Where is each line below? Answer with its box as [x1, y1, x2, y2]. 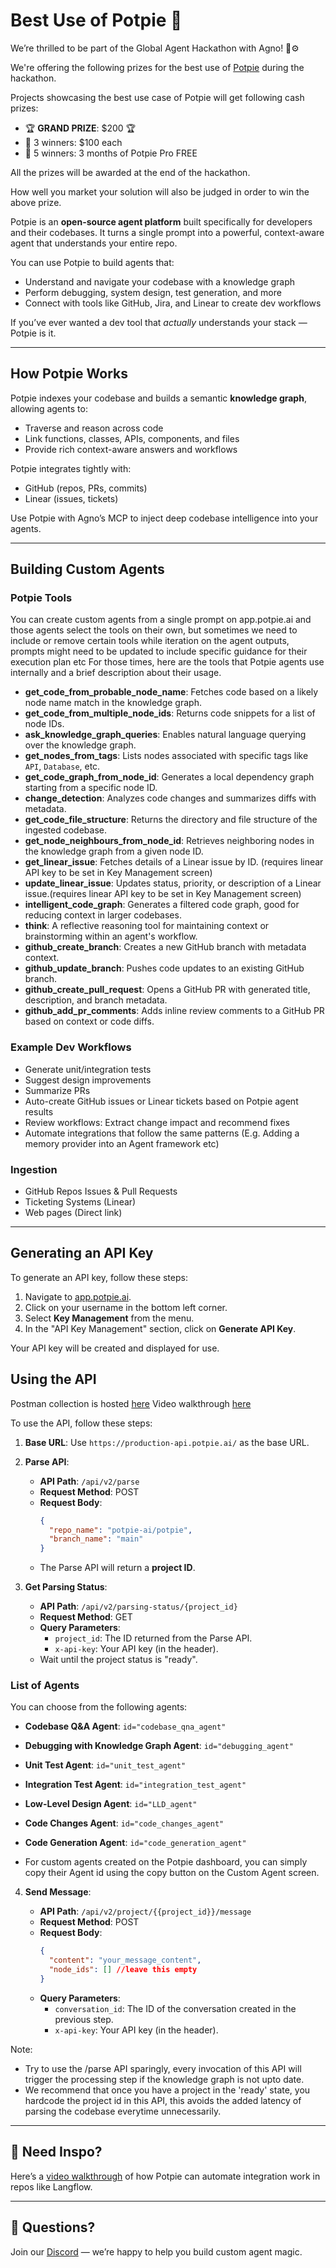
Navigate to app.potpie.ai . [24, 1290, 132, 1303]
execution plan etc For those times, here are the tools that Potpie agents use [10, 656, 325, 668]
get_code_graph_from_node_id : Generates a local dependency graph [24, 771, 315, 783]
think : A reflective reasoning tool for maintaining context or [24, 920, 270, 932]
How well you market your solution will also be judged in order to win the [10, 185, 310, 198]
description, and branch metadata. [24, 994, 168, 1006]
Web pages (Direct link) [24, 1207, 123, 1219]
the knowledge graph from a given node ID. [24, 845, 204, 858]
